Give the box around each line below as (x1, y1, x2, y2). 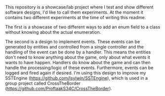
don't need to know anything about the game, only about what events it (5, 54, 151, 60)
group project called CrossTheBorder (5, 80, 81, 86)
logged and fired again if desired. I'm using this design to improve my (5, 70, 146, 75)
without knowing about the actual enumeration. (5, 29, 101, 35)
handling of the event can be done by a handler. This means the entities (5, 49, 151, 55)
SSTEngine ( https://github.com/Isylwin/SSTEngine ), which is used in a (5, 75, 148, 81)
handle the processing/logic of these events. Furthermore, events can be (5, 65, 154, 71)
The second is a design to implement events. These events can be (5, 39, 140, 45)
